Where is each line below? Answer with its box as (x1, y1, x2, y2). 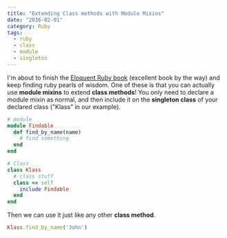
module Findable (7, 122, 54, 129)
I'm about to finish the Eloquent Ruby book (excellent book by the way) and (7, 73, 220, 82)
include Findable (19, 186, 69, 193)
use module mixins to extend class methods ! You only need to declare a (7, 88, 215, 96)
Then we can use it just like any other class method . (7, 211, 156, 219)
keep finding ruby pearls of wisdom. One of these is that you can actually (7, 80, 215, 89)
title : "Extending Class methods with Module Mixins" (7, 10, 165, 17)
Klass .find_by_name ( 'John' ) (7, 224, 88, 231)
